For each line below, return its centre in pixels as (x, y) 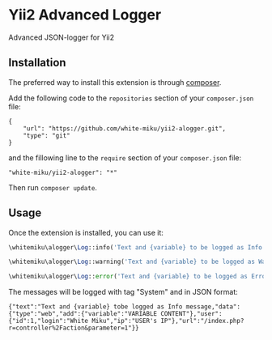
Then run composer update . (53, 187)
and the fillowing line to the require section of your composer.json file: (125, 157)
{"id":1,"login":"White (49, 321)
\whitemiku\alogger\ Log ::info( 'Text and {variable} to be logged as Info (136, 247)
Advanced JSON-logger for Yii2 (62, 37)
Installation (37, 63)
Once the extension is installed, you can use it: (86, 232)
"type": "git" (47, 135)
